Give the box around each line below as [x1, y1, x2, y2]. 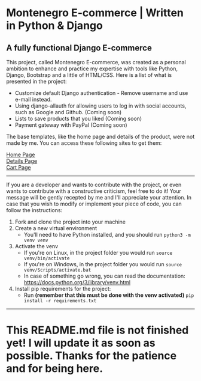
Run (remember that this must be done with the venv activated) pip [23, 291, 194, 299]
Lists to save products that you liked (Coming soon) [14, 115, 142, 122]
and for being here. [6, 362, 103, 376]
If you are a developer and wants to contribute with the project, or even [6, 181, 182, 188]
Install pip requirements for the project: [14, 285, 111, 292]
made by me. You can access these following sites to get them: [6, 139, 162, 147]
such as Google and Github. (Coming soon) [14, 109, 122, 115]
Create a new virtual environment [14, 225, 98, 231]
